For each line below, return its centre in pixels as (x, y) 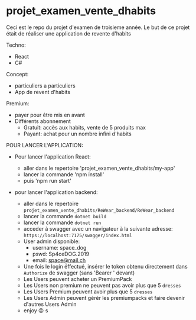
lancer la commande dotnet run (62, 222)
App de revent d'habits (43, 92)
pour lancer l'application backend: (56, 192)
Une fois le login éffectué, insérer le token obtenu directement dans (105, 266)
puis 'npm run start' (48, 180)
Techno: (16, 45)
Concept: (17, 74)
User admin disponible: (52, 241)
